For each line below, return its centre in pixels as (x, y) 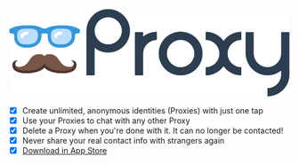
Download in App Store (65, 151)
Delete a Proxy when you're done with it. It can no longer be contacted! (153, 131)
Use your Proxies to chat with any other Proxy (106, 121)
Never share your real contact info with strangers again (123, 141)
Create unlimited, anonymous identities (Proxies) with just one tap (143, 110)
